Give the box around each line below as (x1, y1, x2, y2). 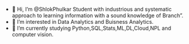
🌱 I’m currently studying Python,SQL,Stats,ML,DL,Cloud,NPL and (11, 24, 172, 32)
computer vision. (11, 31, 54, 38)
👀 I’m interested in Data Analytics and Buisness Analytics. (11, 18, 154, 25)
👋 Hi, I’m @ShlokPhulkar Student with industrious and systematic (11, 6, 172, 12)
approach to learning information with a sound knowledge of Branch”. (11, 12, 184, 19)
